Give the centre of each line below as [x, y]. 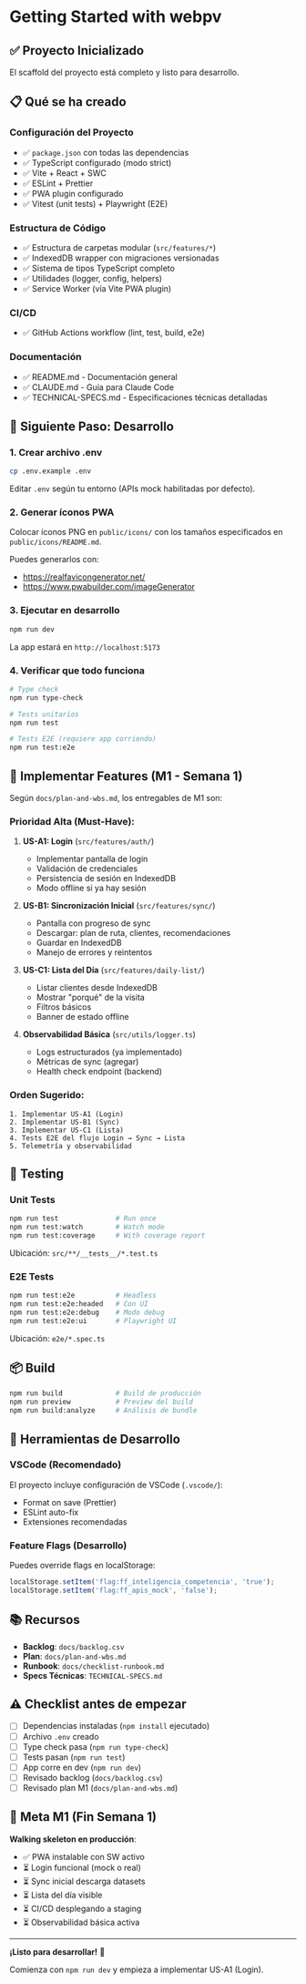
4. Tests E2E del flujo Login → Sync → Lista [97, 1138]
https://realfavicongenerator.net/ [84, 577]
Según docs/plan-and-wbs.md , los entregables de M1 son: [116, 797]
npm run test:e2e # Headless [83, 1296]
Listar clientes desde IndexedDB [97, 988]
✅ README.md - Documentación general [100, 376]
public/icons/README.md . [56, 542]
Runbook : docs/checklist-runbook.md [93, 1666]
